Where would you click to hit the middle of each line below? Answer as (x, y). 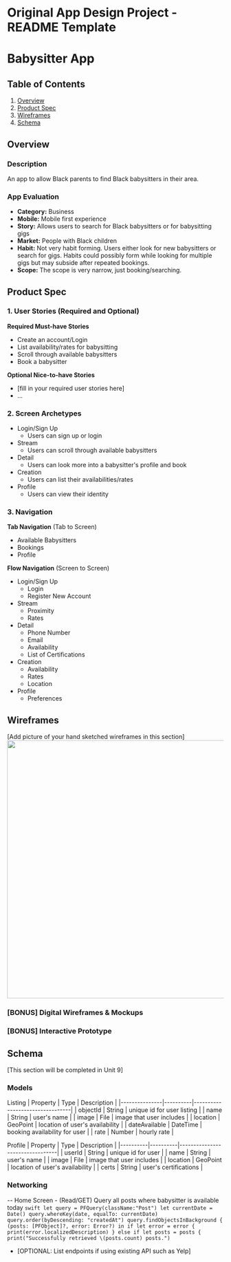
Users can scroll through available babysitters (92, 450)
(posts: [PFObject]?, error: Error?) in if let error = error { (101, 1226)
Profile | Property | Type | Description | (62, 1145)
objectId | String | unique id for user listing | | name (150, 1110)
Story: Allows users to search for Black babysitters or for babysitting (114, 226)
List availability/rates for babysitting (67, 347)
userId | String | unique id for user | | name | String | (137, 1153)
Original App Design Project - (92, 13)
